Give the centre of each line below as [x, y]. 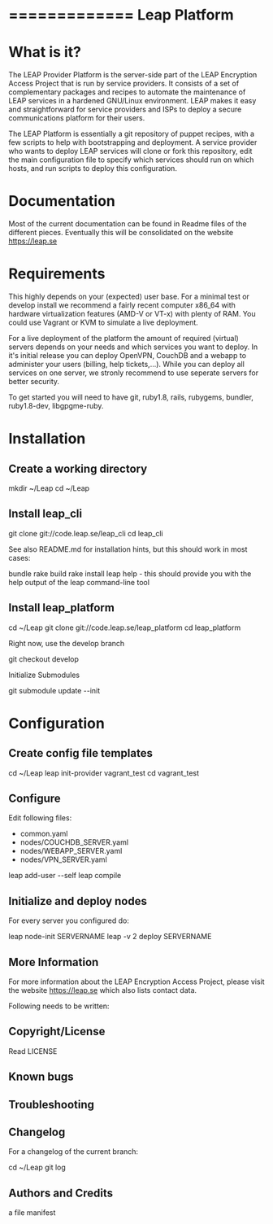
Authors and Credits [61, 1193]
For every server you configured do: [69, 920]
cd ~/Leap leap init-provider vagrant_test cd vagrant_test [104, 773]
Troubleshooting [52, 1104]
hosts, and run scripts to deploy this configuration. [93, 168]
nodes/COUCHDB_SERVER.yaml [74, 842]
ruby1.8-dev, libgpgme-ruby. [56, 406]
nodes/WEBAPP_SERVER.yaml [71, 851]
